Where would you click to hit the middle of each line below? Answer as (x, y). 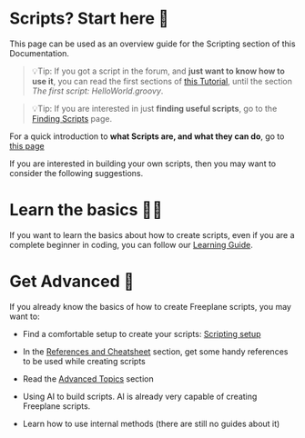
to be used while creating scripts (84, 361)
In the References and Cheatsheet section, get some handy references (155, 351)
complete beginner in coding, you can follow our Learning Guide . (131, 244)
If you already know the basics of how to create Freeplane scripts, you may (150, 306)
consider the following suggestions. (76, 173)
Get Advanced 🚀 (72, 282)
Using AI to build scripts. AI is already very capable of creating (140, 396)
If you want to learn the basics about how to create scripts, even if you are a (152, 234)
